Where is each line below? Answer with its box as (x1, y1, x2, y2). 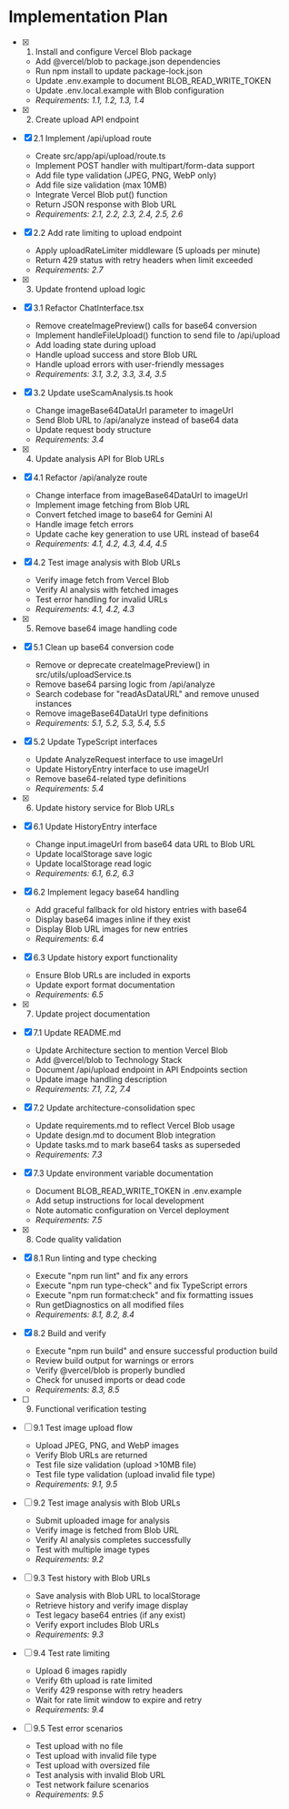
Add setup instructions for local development (35, 1195, 204, 1206)
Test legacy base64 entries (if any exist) (35, 1610, 186, 1620)
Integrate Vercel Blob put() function (35, 189, 168, 199)
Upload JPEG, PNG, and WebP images (35, 1439, 179, 1450)
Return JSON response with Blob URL (35, 199, 177, 210)
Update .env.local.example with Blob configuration (35, 85, 224, 96)
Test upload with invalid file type (35, 1750, 157, 1761)
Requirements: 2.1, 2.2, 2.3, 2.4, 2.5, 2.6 (35, 208, 184, 220)
